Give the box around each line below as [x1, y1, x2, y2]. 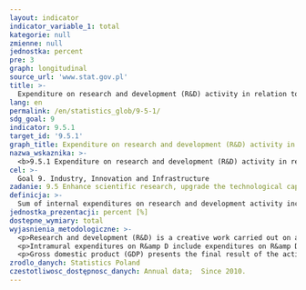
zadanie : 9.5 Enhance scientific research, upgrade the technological [9, 183, 283, 192]
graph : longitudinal [9, 65, 88, 74]
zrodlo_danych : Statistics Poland [9, 258, 141, 268]
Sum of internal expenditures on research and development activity [17, 199, 283, 209]
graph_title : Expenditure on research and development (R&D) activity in [9, 140, 296, 149]
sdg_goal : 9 [9, 115, 55, 124]
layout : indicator [9, 13, 79, 23]
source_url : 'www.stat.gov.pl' [9, 73, 128, 82]
